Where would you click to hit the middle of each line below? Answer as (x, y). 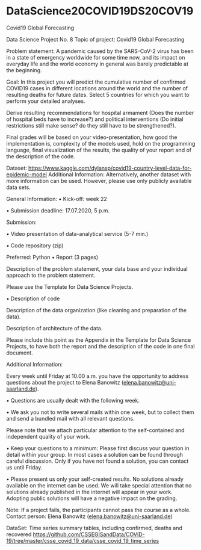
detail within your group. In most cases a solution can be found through (95, 454)
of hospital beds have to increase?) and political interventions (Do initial (95, 119)
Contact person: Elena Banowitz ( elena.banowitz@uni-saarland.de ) (89, 516)
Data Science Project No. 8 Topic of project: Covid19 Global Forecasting (95, 39)
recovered (19, 534)
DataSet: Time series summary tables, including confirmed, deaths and (94, 528)
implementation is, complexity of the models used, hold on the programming (101, 143)
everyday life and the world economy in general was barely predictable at (97, 64)
